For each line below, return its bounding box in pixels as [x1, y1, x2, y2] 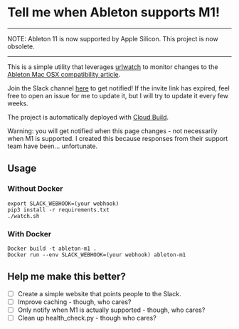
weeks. [7, 99, 28, 108]
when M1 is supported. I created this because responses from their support [7, 134, 228, 142]
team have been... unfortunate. [7, 142, 98, 150]
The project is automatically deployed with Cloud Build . [7, 113, 169, 121]
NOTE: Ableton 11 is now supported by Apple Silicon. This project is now [7, 34, 218, 43]
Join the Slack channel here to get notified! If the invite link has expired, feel [7, 83, 230, 93]
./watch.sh [7, 212, 40, 219]
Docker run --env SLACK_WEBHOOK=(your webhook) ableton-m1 [7, 251, 186, 258]
